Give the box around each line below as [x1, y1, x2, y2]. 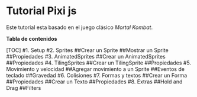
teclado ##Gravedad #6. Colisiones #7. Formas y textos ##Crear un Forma [6, 72, 188, 79]
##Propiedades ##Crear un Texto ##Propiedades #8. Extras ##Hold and [6, 78, 183, 85]
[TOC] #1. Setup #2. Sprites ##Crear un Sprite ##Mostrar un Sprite [6, 46, 169, 54]
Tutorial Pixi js [6, 4, 77, 18]
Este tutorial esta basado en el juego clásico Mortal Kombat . [6, 24, 153, 31]
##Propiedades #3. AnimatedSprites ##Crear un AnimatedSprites [6, 53, 166, 60]
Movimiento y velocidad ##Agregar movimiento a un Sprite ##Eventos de [6, 65, 185, 72]
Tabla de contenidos [6, 35, 57, 42]
